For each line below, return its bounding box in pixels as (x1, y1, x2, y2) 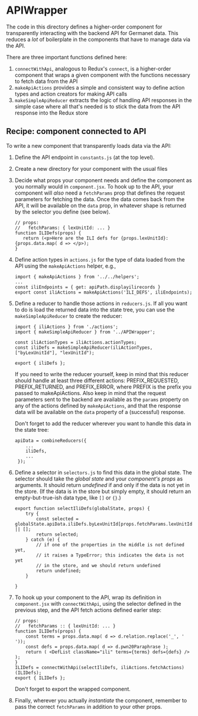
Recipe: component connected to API (6, 126, 147, 136)
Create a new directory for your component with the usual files (14, 165, 168, 172)
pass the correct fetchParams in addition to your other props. (14, 703, 163, 710)
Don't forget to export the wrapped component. (14, 685, 131, 692)
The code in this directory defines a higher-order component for (6, 23, 163, 30)
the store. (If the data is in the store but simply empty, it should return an (14, 488, 191, 495)
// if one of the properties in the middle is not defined (36, 542, 184, 548)
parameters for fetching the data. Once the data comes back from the (14, 195, 185, 202)
